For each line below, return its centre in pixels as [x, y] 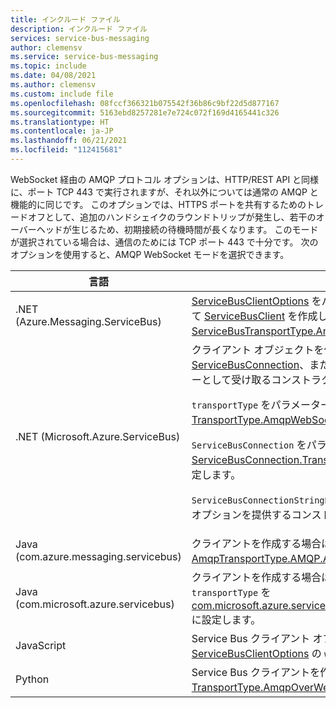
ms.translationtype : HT [60, 122]
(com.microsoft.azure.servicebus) [95, 604]
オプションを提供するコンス [256, 514]
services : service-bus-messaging [80, 38]
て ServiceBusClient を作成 [254, 316]
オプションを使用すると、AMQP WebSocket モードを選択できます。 [150, 254]
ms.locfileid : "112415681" [66, 150]
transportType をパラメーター [261, 404]
